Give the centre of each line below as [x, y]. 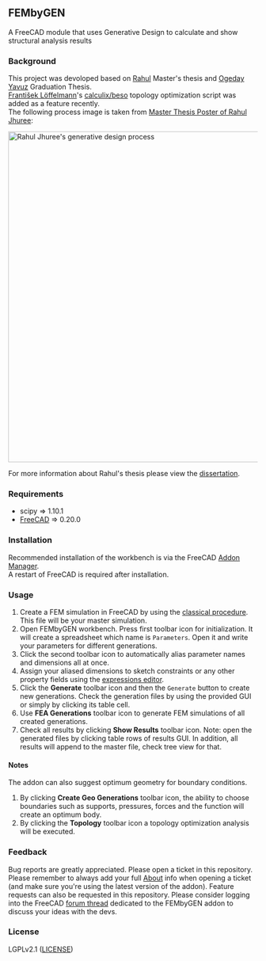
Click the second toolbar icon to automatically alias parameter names [132, 654]
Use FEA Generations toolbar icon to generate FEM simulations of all [132, 713]
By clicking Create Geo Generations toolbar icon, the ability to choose [134, 798]
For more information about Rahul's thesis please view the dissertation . [124, 474]
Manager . [24, 566]
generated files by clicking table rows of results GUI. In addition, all [129, 738]
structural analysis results [50, 40]
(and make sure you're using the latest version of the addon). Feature [121, 886]
